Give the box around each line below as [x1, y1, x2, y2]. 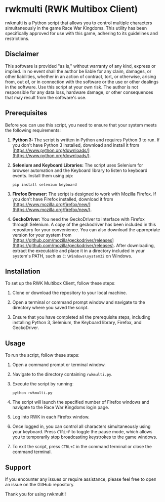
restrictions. [5, 36, 30, 42]
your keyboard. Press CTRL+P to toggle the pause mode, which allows [12, 429, 153, 435]
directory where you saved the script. [12, 305, 89, 311]
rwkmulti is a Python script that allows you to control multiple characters [5, 20, 152, 26]
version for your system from [12, 232, 72, 238]
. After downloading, [113, 242, 155, 248]
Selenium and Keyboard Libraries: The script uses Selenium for [12, 162, 143, 168]
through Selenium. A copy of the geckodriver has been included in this [12, 221, 156, 227]
